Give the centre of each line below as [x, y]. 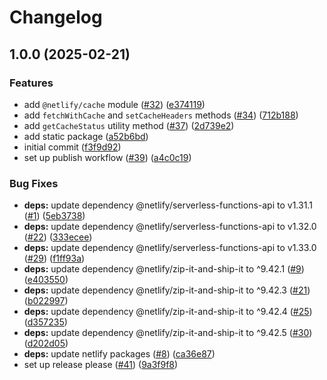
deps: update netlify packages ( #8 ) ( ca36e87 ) [119, 354]
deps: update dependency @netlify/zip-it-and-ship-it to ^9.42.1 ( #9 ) [164, 269]
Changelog [56, 17]
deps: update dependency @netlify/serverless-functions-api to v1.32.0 [170, 227]
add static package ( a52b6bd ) [86, 136]
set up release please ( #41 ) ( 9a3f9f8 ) [101, 365]
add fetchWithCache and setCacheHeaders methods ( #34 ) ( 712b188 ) [161, 115]
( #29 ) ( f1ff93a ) [54, 258]
